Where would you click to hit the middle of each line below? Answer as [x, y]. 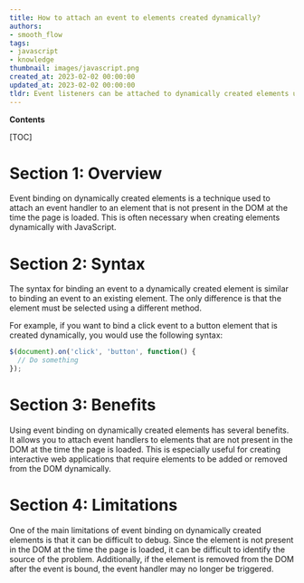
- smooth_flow [36, 34]
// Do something [48, 360]
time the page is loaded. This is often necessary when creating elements [145, 217]
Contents [27, 119]
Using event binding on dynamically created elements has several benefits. [149, 430]
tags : [19, 43]
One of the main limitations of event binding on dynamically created [136, 530]
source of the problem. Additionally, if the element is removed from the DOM [152, 559]
